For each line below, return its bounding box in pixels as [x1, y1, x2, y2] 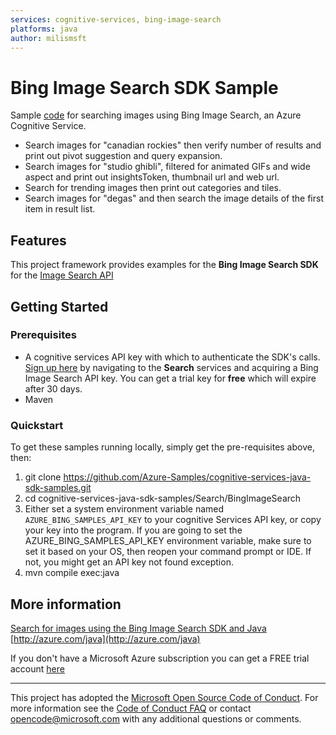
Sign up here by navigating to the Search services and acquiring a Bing [24, 361, 319, 373]
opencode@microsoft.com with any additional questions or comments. [10, 712, 302, 725]
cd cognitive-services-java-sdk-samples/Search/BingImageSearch [24, 492, 302, 505]
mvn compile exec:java [24, 567, 120, 579]
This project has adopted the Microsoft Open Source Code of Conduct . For [10, 691, 319, 703]
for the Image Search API [10, 269, 114, 281]
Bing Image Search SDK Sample [10, 76, 279, 99]
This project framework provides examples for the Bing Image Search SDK [10, 259, 319, 271]
